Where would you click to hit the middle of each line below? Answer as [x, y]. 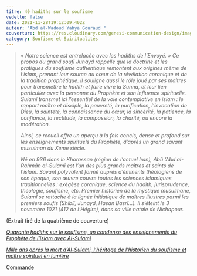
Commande [20, 267]
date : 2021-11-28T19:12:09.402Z [45, 22]
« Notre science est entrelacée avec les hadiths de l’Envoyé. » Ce [100, 55]
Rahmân [30, 166]
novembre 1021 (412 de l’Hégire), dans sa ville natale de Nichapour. [102, 209]
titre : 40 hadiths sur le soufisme [50, 11]
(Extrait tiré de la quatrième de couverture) [58, 221]
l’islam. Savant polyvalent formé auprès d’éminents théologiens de [101, 172]
